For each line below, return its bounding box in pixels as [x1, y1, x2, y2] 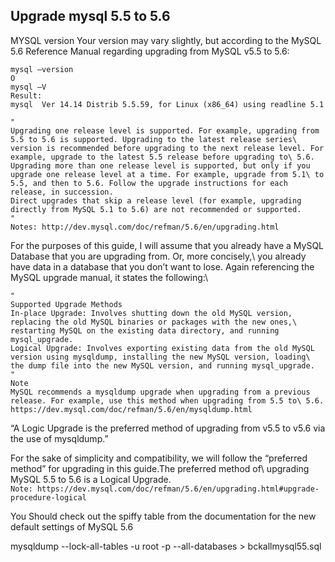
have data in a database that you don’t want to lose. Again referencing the [10, 260, 315, 273]
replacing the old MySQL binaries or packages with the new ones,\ [10, 317, 298, 327]
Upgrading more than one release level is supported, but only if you [10, 160, 311, 171]
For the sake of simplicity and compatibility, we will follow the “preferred [10, 452, 308, 464]
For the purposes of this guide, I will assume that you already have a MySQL [10, 239, 325, 251]
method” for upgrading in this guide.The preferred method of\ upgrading [10, 462, 310, 474]
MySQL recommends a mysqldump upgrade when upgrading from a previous [10, 387, 311, 397]
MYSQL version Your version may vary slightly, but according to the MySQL [10, 34, 322, 46]
